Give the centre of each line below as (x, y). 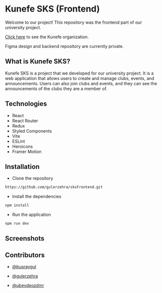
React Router (25, 121)
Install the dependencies (37, 197)
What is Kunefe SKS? (38, 62)
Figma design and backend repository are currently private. (64, 46)
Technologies (26, 104)
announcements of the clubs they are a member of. (56, 89)
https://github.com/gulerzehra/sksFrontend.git (54, 187)
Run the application (31, 215)
